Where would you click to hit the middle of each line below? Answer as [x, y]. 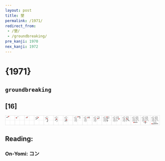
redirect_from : [21, 26]
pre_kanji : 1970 [22, 42]
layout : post [18, 10]
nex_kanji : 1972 [22, 47]
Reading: [19, 139]
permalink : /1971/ [24, 21]
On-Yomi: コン [22, 154]
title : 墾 [15, 15]
